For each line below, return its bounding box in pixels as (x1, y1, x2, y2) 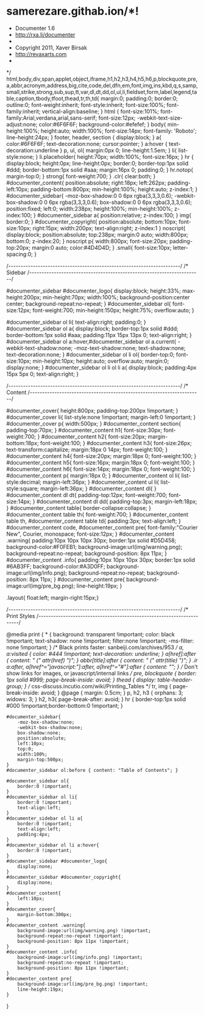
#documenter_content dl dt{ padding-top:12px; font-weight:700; (6, 491, 167, 498)
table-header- (157, 676, 193, 683)
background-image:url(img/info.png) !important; (17, 954, 143, 960)
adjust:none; (6, 120, 38, 128)
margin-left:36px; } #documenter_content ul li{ (42, 478, 160, 486)
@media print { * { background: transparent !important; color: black (6, 630, 175, 638)
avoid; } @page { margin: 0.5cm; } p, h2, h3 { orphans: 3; (40, 689, 184, 696)
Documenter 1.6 (15, 24, 55, 32)
